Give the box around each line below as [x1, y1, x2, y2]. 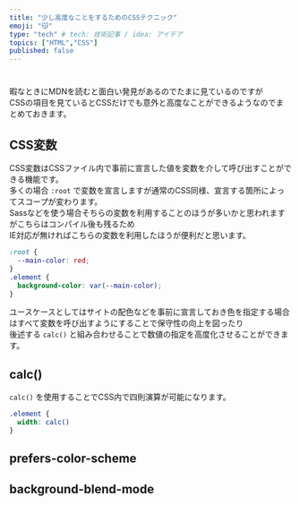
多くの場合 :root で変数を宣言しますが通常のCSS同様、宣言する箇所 [9, 185, 261, 196]
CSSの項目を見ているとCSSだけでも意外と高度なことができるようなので [9, 98, 277, 108]
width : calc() [17, 418, 70, 427]
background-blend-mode [9, 481, 155, 497]
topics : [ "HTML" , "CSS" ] [9, 38, 99, 47]
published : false [9, 47, 74, 56]
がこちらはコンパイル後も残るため [9, 218, 135, 229]
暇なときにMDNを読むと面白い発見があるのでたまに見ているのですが [9, 86, 263, 97]
